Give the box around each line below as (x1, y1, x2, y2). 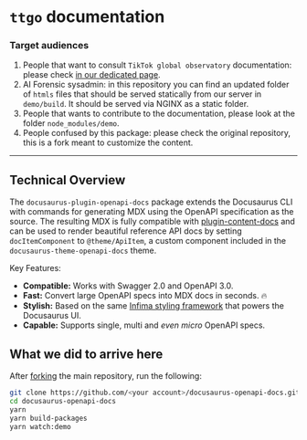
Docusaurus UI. (22, 310, 82, 321)
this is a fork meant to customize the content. (22, 137, 194, 148)
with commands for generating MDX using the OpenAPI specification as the (9, 206, 294, 217)
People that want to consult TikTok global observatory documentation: (22, 59, 292, 70)
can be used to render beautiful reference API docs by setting (9, 225, 242, 236)
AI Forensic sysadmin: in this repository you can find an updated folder (22, 79, 290, 90)
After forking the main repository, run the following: (9, 371, 203, 382)
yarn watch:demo (9, 422, 71, 431)
